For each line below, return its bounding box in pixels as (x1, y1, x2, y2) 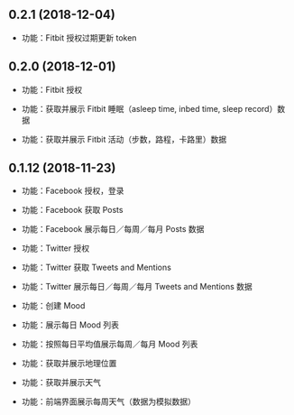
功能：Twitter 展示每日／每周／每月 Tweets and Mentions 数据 (21, 281, 253, 292)
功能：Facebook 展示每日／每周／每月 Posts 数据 (21, 224, 205, 235)
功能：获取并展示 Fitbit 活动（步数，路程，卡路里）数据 (21, 134, 227, 144)
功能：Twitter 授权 (21, 243, 90, 254)
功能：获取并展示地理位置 (21, 358, 117, 369)
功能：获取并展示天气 (21, 377, 101, 388)
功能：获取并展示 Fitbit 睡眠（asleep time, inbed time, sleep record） (21, 103, 278, 114)
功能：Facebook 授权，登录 (21, 185, 124, 197)
